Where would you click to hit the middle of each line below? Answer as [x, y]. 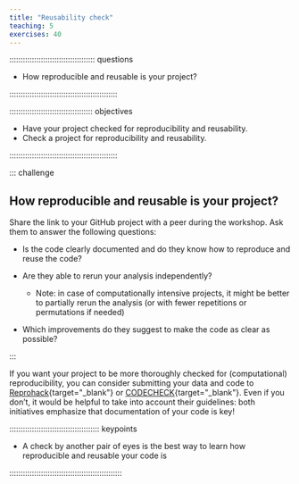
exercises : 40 [36, 34]
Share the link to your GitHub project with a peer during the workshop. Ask [146, 222]
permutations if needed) [80, 313]
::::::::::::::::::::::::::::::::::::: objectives [71, 112]
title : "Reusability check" [62, 17]
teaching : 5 [31, 26]
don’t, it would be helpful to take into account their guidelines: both [133, 402]
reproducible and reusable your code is [95, 455]
